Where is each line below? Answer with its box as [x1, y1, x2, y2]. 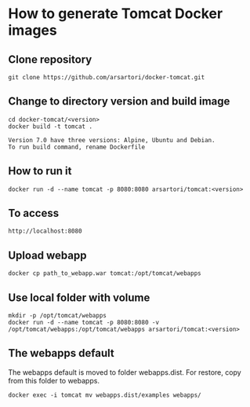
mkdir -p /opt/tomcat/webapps [8, 312, 107, 320]
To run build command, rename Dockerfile [8, 143, 146, 151]
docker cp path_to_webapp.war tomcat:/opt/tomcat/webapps [8, 269, 201, 277]
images [8, 21, 57, 39]
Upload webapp [8, 248, 87, 262]
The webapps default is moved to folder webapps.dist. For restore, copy [8, 367, 241, 377]
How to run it [8, 164, 72, 178]
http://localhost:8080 [8, 227, 82, 236]
